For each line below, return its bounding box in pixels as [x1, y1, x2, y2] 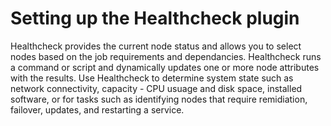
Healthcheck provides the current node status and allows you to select [10, 40, 302, 52]
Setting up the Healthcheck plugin [10, 7, 300, 30]
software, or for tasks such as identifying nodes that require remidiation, [10, 93, 308, 105]
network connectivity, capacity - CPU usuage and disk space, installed [10, 82, 303, 94]
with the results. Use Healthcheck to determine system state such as [10, 72, 294, 84]
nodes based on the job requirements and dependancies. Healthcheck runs [10, 50, 322, 62]
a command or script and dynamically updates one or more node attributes [10, 61, 320, 73]
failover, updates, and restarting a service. [10, 103, 185, 116]
